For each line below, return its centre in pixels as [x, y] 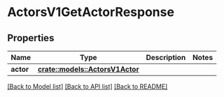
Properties [31, 38]
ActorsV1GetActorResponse [91, 12]
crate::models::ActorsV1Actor [88, 69]
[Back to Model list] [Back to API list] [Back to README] [87, 87]
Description [166, 58]
